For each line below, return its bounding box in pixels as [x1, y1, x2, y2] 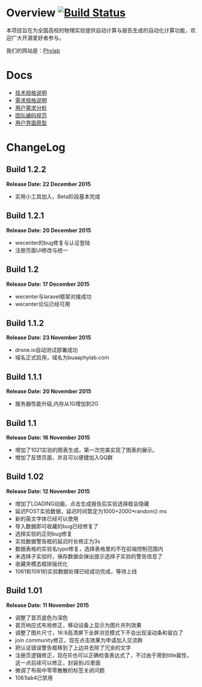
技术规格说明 [14, 89, 47, 96]
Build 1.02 [6, 472, 44, 482]
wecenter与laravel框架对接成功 [14, 292, 92, 300]
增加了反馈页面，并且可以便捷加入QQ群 [14, 454, 113, 461]
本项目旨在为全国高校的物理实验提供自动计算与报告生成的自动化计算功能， [6, 26, 191, 34]
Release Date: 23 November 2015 [6, 334, 91, 341]
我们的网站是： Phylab [6, 47, 60, 54]
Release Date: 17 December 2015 [6, 280, 90, 288]
